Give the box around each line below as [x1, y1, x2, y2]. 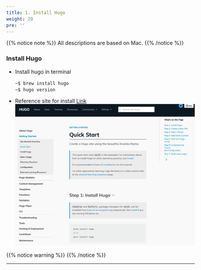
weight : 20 [6, 16, 33, 22]
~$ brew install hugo [14, 80, 69, 86]
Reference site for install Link [14, 98, 87, 105]
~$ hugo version [14, 87, 56, 93]
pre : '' [6, 22, 26, 28]
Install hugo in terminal [14, 68, 71, 75]
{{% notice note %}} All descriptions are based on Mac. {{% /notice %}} [6, 40, 184, 47]
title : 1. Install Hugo [6, 10, 66, 16]
